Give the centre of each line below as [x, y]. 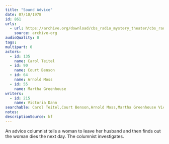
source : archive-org [36, 33]
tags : [11, 42]
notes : [12, 112]
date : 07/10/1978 [23, 14]
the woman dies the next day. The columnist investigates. [65, 136]
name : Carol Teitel [35, 61]
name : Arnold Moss [33, 79]
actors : [13, 51]
